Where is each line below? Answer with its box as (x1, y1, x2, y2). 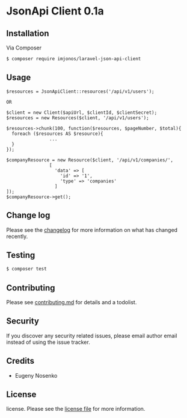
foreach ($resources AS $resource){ (11, 131, 103, 137)
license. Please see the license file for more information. (6, 405, 146, 413)
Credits (6, 356, 35, 366)
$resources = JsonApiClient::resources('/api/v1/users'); (6, 89, 155, 95)
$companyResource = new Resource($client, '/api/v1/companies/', (6, 157, 173, 163)
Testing (6, 250, 35, 260)
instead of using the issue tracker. (6, 338, 90, 346)
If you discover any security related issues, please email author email (6, 332, 177, 339)
